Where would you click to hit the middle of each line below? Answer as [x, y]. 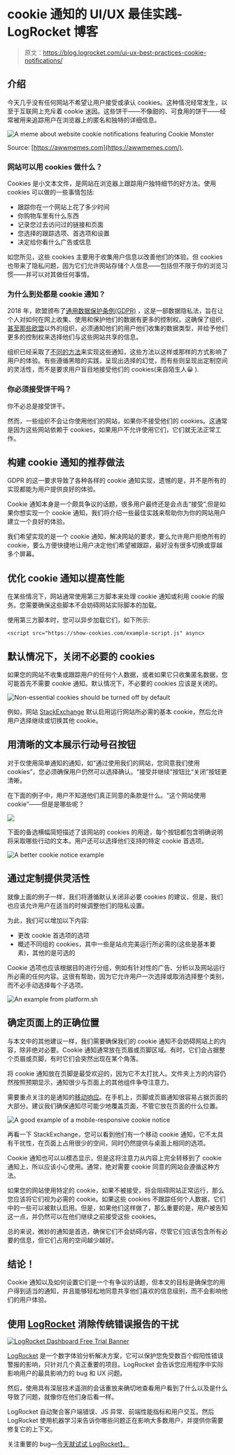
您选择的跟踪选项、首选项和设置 [63, 233]
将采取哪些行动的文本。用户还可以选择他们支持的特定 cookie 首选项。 [107, 841]
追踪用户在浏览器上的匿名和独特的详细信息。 [96, 120]
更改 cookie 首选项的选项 [53, 935]
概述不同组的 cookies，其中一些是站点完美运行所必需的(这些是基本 [113, 944]
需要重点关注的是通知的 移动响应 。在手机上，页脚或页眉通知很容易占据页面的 [117, 1097]
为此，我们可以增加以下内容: [48, 920]
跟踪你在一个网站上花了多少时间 [63, 207]
